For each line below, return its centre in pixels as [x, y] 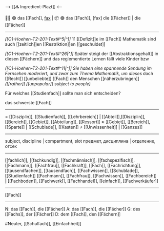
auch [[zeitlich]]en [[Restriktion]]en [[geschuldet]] [55, 44]
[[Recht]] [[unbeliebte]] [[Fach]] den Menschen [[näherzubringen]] [72, 78]
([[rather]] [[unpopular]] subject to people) [48, 84]
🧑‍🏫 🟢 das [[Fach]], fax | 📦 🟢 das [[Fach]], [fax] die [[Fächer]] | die [73, 18]
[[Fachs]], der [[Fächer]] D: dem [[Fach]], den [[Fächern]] [63, 214]
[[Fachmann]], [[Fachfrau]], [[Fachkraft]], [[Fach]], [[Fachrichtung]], [73, 165]
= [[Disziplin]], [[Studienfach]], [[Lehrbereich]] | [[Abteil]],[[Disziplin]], [75, 117]
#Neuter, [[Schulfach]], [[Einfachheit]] [43, 223]
